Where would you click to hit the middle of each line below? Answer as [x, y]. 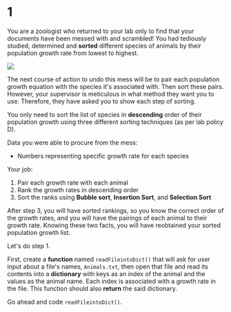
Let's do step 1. [29, 246]
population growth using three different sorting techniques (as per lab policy [115, 122]
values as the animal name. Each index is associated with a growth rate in [111, 281]
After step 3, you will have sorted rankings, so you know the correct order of [115, 210]
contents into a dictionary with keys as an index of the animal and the [106, 273]
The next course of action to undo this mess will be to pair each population [113, 79]
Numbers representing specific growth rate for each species [103, 156]
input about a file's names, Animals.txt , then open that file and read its [108, 267]
